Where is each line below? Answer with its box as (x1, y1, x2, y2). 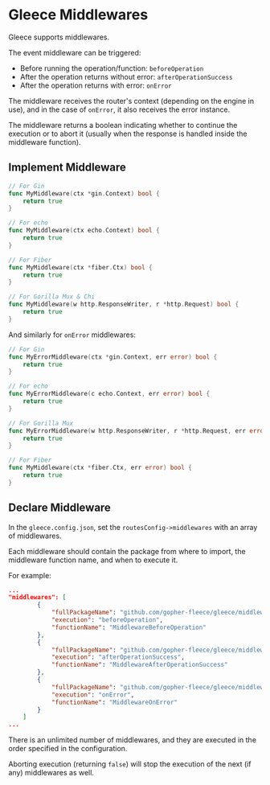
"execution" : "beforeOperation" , (51, 616, 163, 624)
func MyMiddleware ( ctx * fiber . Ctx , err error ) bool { (8, 464, 193, 472)
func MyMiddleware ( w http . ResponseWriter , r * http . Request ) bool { (8, 300, 239, 309)
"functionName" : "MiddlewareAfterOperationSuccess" (51, 661, 228, 669)
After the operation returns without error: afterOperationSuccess (19, 72, 233, 81)
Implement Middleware (8, 161, 127, 175)
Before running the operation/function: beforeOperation (19, 63, 204, 73)
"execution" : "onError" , (51, 690, 135, 699)
